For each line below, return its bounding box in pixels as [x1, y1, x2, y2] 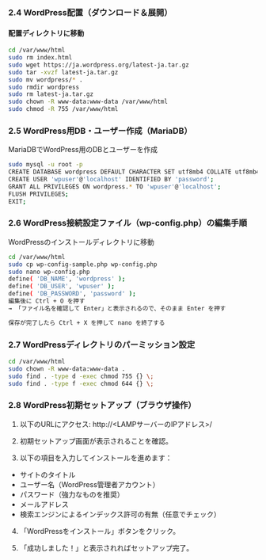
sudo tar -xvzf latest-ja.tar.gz [8, 68, 119, 76]
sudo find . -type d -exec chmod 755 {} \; [8, 372, 154, 380]
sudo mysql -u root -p [8, 161, 83, 169]
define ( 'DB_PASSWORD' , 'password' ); [8, 290, 136, 298]
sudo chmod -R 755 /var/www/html [8, 105, 119, 113]
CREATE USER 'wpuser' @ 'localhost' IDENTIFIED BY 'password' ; [8, 176, 215, 184]
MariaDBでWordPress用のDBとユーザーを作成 [8, 145, 158, 154]
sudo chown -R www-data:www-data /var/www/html [8, 97, 169, 106]
